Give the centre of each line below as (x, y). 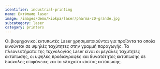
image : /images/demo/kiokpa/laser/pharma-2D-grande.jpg (62, 18)
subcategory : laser (25, 23)
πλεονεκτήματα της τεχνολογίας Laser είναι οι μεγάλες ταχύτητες (73, 52)
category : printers (25, 28)
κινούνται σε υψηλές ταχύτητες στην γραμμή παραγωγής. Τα (67, 46)
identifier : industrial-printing (39, 9)
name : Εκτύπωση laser (27, 14)
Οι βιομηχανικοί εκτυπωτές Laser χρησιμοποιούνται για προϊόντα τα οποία (80, 41)
